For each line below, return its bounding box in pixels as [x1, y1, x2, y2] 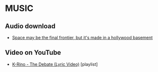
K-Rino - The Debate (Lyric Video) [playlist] [12, 61, 98, 67]
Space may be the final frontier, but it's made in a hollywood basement [12, 35, 153, 40]
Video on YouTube [5, 48, 61, 57]
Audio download [5, 22, 56, 30]
